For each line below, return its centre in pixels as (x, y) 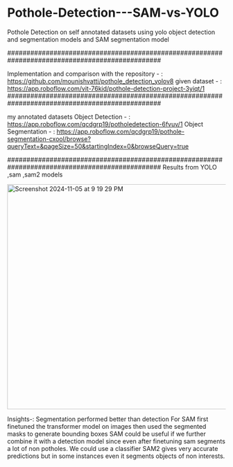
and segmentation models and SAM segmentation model (88, 39)
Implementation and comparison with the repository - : (85, 74)
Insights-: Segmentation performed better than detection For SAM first (108, 419)
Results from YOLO (190, 167)
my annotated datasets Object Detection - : (69, 117)
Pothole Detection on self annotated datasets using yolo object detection (111, 32)
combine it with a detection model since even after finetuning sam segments (116, 441)
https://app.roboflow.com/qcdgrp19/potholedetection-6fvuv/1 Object (105, 124)
